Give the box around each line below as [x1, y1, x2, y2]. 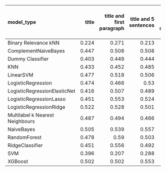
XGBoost [7, 158, 28, 165]
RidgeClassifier [7, 142, 43, 149]
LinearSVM [7, 72, 34, 78]
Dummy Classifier [7, 55, 49, 62]
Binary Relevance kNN [7, 40, 60, 46]
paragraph [99, 25, 124, 32]
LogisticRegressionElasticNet [7, 87, 76, 94]
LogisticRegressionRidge [7, 104, 66, 110]
